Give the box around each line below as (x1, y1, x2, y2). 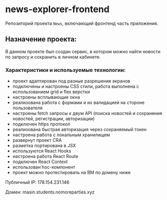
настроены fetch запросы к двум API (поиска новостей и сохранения (12, 110, 162, 116)
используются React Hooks (12, 148, 72, 154)
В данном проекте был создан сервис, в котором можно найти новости (5, 48, 160, 54)
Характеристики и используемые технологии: (5, 66, 126, 73)
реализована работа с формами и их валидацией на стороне (12, 100, 145, 106)
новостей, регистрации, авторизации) (12, 115, 95, 122)
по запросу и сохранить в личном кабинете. (5, 54, 101, 60)
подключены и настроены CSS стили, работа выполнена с (12, 84, 140, 90)
